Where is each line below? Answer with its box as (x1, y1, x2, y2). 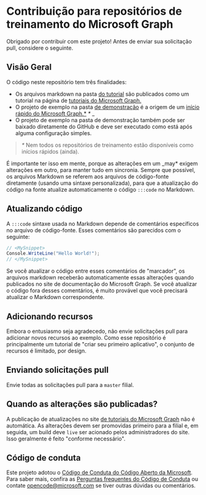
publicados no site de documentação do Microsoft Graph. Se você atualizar (6, 281, 197, 288)
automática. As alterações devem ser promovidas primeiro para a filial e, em (6, 422, 199, 429)
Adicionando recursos (6, 311, 93, 322)
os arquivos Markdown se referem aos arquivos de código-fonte (6, 173, 169, 180)
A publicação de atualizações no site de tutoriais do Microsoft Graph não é (6, 415, 195, 423)
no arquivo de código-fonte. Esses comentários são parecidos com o (6, 226, 181, 234)
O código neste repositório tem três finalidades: (6, 78, 127, 85)
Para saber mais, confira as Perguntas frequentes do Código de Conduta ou (6, 475, 199, 483)
